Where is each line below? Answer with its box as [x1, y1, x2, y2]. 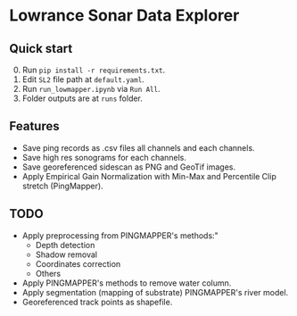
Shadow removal [35, 249, 98, 260]
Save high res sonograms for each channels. [21, 152, 187, 162]
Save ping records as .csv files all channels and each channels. [21, 142, 256, 153]
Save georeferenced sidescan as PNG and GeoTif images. [21, 162, 236, 172]
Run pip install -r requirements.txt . [21, 64, 166, 75]
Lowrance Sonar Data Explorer [9, 5, 240, 26]
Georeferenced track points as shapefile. [21, 296, 173, 307]
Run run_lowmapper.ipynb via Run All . [21, 84, 161, 94]
